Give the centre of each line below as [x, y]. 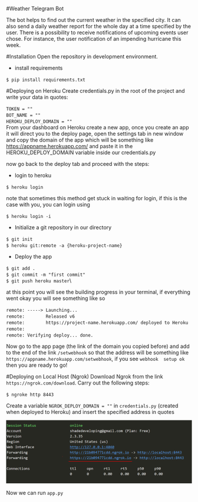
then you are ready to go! [37, 365]
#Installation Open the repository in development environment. [82, 56]
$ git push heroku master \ [39, 281]
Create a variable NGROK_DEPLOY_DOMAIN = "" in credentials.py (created [92, 406]
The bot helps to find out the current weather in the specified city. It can [93, 20]
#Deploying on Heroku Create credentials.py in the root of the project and [95, 91]
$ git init [19, 239]
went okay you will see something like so [56, 298]
